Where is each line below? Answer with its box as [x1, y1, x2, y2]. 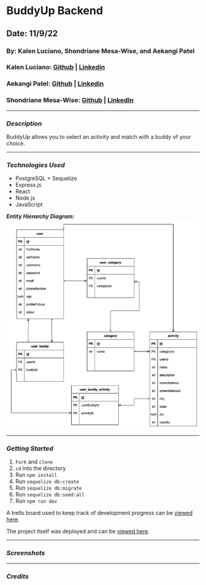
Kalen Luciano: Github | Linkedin [6, 63, 105, 71]
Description [6, 119, 42, 128]
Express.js [15, 181, 42, 189]
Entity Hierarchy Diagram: [6, 213, 75, 220]
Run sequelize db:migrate [15, 484, 82, 492]
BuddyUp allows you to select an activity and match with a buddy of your [6, 133, 191, 140]
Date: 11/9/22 [6, 28, 58, 39]
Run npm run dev [15, 497, 58, 505]
